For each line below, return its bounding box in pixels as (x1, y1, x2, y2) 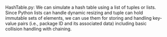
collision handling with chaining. (5, 26, 72, 32)
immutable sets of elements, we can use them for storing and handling (5, 15, 152, 21)
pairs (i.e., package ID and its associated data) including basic (17, 20, 147, 26)
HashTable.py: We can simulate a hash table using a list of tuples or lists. (5, 5, 156, 10)
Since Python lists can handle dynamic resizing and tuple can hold (5, 10, 143, 16)
